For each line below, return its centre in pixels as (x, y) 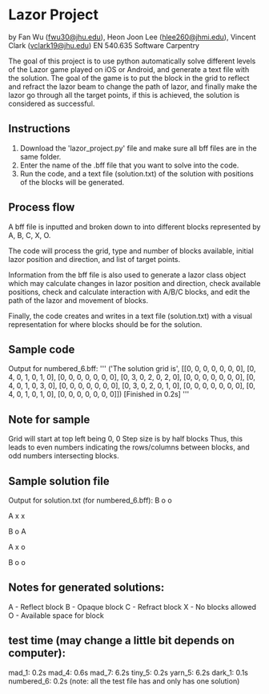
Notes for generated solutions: (86, 588)
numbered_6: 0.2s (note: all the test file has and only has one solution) (124, 681)
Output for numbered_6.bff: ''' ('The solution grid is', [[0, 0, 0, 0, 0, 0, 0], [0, (132, 369)
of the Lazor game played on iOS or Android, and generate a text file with (129, 69)
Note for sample (49, 420)
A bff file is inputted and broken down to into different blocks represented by (134, 227)
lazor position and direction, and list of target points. (94, 259)
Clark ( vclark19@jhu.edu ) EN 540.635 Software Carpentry (104, 45)
